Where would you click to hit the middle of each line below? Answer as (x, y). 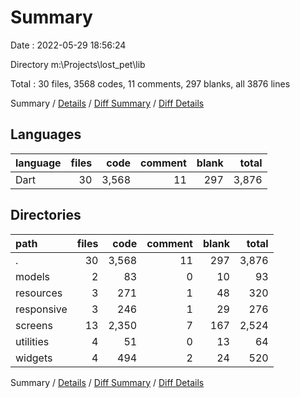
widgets (34, 358)
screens (34, 325)
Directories (46, 215)
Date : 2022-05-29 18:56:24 (68, 45)
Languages (46, 134)
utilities (32, 341)
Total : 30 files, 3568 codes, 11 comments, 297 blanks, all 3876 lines (150, 83)
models (33, 276)
